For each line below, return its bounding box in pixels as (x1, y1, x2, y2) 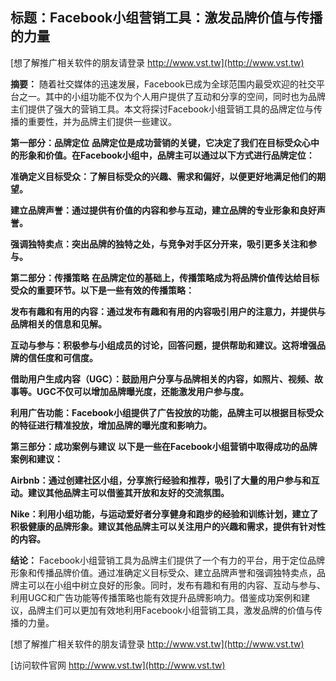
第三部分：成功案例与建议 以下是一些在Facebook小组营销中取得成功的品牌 (10, 440, 318, 452)
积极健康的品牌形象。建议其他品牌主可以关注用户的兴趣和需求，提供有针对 (10, 520, 317, 532)
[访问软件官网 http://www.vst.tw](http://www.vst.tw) (10, 659, 226, 671)
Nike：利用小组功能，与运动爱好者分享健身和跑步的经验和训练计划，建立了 (10, 508, 319, 520)
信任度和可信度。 (27, 351, 98, 363)
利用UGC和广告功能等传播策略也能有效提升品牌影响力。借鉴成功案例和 (10, 591, 302, 603)
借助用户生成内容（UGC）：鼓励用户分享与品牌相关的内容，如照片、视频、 (10, 373, 315, 385)
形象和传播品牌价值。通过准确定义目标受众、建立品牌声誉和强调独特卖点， (10, 566, 317, 578)
